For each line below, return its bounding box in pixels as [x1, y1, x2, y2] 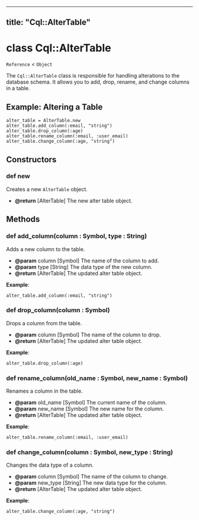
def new [6, 172, 31, 181]
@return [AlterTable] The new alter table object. [14, 197, 133, 204]
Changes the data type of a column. [6, 461, 94, 468]
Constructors [6, 155, 57, 165]
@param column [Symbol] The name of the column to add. [14, 257, 159, 264]
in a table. [6, 85, 31, 92]
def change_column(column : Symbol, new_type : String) [6, 448, 174, 457]
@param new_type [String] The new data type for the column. [14, 479, 167, 486]
